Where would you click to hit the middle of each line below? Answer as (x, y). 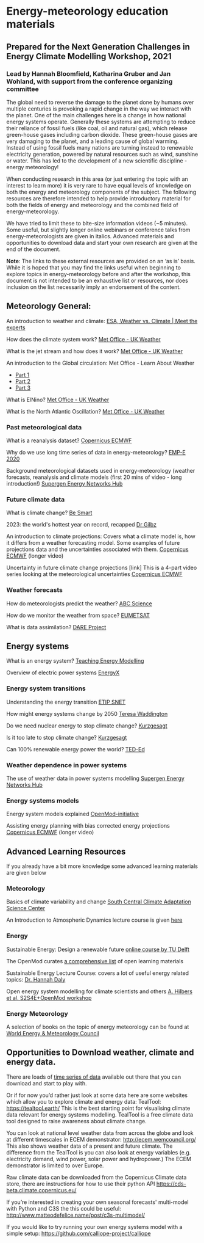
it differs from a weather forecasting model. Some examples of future (93, 543)
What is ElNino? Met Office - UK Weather (58, 399)
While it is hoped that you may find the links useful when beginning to (94, 268)
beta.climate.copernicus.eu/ (41, 1190)
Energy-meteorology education (87, 11)
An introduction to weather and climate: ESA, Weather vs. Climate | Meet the (102, 321)
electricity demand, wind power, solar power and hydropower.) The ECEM (99, 1159)
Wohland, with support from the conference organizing (90, 81)
